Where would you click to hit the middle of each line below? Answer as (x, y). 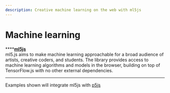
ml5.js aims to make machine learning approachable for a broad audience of (84, 54)
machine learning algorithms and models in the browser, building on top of (83, 65)
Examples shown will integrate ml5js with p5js (53, 85)
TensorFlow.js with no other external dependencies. (59, 70)
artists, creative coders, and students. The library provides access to (77, 60)
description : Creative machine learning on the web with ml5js (73, 10)
